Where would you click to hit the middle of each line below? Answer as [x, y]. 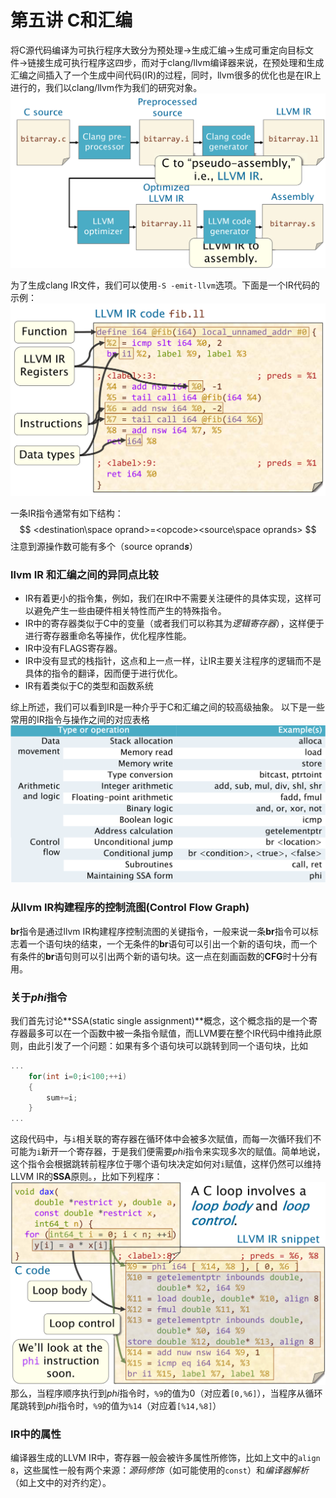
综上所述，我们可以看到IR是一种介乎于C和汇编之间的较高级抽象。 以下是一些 [167, 707]
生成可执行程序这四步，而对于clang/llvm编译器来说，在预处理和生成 [184, 62]
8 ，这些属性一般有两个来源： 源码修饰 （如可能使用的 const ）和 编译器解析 [159, 1470]
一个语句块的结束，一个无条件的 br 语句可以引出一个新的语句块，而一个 [172, 943]
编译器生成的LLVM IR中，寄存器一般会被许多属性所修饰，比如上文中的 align [165, 1457]
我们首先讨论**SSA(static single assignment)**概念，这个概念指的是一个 [159, 1020]
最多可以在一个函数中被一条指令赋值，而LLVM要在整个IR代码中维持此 [170, 1033]
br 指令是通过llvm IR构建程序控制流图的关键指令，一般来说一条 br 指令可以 [160, 931]
